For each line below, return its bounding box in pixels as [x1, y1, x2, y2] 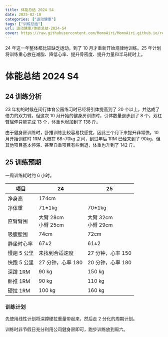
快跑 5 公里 [7, 259, 34, 266]
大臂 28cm [38, 214, 64, 221]
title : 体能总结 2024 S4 [5, 7, 54, 13]
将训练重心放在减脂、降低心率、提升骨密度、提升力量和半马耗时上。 [5, 51, 145, 57]
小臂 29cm [87, 221, 113, 228]
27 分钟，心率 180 [38, 259, 83, 266]
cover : [5, 31, 19, 36]
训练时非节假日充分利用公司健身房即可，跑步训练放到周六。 [5, 326, 128, 332]
